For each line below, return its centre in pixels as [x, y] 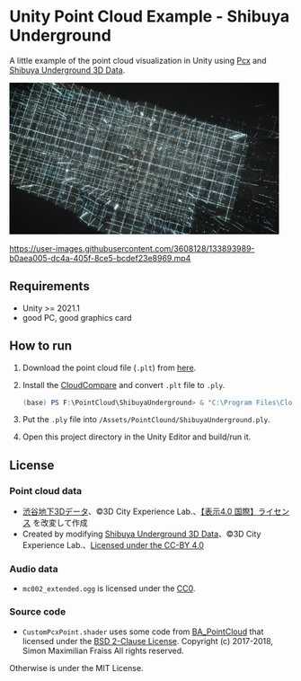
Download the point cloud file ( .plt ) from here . [109, 367]
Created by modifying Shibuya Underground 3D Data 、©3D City [142, 534]
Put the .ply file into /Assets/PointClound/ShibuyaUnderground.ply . [146, 420]
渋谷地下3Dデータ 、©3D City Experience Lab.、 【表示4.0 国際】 [140, 512]
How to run [41, 346]
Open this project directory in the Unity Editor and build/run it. [137, 437]
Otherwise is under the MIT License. [76, 668]
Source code [38, 612]
